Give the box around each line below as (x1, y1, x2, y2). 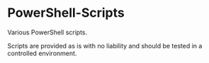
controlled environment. (7, 49, 77, 57)
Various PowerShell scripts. (7, 28, 88, 36)
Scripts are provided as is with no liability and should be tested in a (7, 41, 203, 50)
